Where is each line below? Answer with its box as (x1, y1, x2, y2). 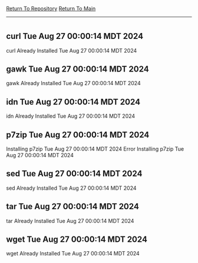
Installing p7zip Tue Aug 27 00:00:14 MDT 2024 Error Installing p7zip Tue (6, 145, 184, 152)
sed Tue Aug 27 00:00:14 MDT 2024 (6, 168, 143, 179)
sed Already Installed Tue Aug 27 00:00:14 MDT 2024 (6, 184, 137, 191)
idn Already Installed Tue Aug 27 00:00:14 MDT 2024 (6, 112, 136, 120)
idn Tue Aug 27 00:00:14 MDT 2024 (6, 97, 140, 107)
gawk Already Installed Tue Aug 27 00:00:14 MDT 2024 (6, 80, 141, 87)
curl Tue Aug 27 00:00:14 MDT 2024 (6, 31, 143, 41)
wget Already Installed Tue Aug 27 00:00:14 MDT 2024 (6, 250, 140, 257)
